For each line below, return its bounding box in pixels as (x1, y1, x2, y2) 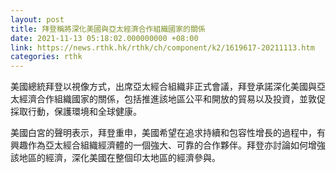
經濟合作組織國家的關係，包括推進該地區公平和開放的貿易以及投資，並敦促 (18, 93, 326, 105)
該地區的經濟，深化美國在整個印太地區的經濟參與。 (10, 152, 221, 164)
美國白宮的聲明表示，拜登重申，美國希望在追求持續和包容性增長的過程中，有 (10, 127, 326, 139)
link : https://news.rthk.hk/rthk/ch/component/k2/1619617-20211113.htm (10, 42, 315, 53)
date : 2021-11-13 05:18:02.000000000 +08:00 (10, 33, 199, 43)
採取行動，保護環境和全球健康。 (10, 106, 142, 118)
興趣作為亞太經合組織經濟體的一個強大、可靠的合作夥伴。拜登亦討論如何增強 (10, 139, 326, 151)
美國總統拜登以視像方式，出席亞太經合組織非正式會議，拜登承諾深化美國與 (10, 81, 317, 93)
